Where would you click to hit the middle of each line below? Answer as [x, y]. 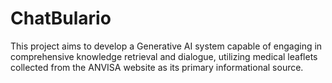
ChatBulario [61, 18]
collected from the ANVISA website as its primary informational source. [157, 67]
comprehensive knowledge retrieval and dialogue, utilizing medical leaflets [164, 56]
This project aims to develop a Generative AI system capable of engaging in [166, 46]
